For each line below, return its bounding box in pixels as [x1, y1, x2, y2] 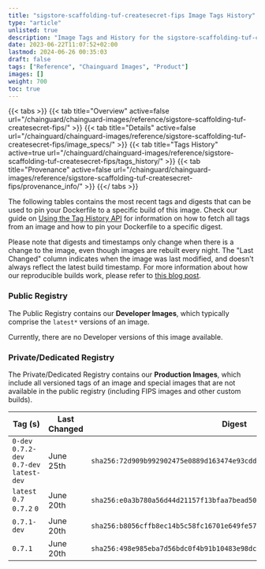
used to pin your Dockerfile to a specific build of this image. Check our [8, 206, 238, 215]
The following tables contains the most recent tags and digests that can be [8, 197, 252, 206]
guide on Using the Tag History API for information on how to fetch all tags [8, 214, 250, 223]
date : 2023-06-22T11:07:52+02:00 [8, 41, 118, 49]
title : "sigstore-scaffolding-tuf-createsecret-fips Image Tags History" [8, 11, 256, 20]
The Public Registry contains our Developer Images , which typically [8, 308, 230, 318]
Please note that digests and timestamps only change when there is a [8, 237, 234, 247]
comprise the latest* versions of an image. [8, 317, 150, 326]
